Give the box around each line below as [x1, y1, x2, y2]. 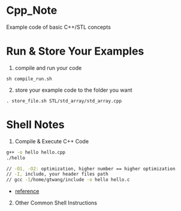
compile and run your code [14, 64, 82, 71]
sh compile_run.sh [6, 76, 52, 82]
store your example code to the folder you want [14, 86, 132, 94]
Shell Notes [6, 118, 65, 132]
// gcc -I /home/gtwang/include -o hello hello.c [6, 177, 130, 183]
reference [14, 188, 40, 195]
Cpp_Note [6, 4, 58, 17]
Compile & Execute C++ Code [14, 137, 89, 144]
